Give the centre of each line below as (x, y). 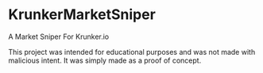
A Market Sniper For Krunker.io (59, 36)
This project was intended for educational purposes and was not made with (132, 52)
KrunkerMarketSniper (82, 15)
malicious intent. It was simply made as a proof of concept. (105, 60)
